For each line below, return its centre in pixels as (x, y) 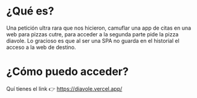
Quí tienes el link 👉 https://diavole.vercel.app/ (64, 88)
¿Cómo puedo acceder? (67, 72)
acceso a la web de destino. (41, 47)
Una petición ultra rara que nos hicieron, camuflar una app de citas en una (99, 28)
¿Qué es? (30, 11)
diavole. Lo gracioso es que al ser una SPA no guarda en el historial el (93, 41)
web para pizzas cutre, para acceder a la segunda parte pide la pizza (92, 34)
